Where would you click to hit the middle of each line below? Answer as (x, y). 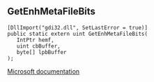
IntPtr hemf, (35, 40)
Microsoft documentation (44, 71)
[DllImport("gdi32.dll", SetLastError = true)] (78, 27)
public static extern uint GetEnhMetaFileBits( (78, 34)
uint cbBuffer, (38, 46)
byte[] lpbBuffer (42, 52)
